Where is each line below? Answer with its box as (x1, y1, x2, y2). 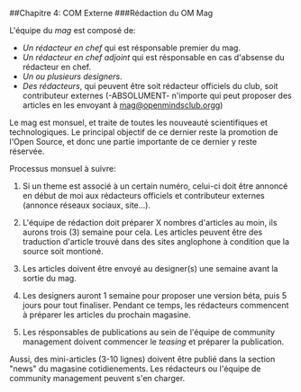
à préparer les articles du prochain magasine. (22, 309, 191, 320)
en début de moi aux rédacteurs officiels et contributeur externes (22, 191, 265, 200)
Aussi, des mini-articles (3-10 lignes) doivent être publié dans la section (9, 354, 276, 364)
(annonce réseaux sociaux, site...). (22, 200, 151, 210)
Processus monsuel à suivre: (9, 164, 116, 174)
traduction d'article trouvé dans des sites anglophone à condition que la (22, 236, 290, 246)
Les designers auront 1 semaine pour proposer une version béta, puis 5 (22, 290, 287, 300)
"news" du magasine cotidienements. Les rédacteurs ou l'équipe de (9, 363, 261, 374)
